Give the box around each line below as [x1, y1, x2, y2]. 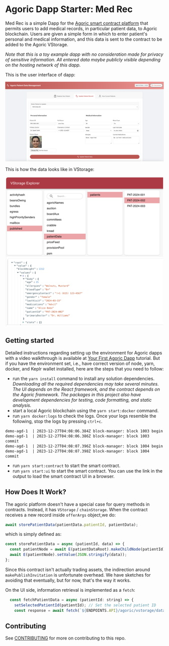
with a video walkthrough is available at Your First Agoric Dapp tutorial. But [5, 355, 160, 361]
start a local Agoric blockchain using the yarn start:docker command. [12, 407, 159, 413]
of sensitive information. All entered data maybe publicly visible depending [5, 56, 161, 62]
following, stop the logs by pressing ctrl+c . [12, 418, 103, 424]
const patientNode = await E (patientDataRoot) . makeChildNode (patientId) [10, 547, 165, 552]
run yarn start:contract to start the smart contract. [12, 463, 121, 469]
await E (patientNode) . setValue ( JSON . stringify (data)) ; [10, 552, 127, 558]
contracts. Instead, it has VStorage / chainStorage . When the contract [5, 506, 148, 512]
